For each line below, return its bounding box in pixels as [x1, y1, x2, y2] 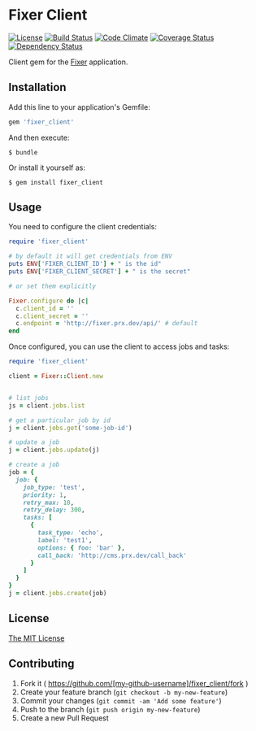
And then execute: [8, 133, 70, 142]
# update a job [8, 438, 60, 446]
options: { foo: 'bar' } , [37, 543, 126, 552]
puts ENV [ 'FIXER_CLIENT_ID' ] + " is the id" [8, 260, 162, 268]
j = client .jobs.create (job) [8, 590, 107, 598]
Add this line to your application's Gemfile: [8, 102, 150, 111]
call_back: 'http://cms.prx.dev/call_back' [37, 551, 187, 559]
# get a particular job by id [8, 416, 111, 424]
